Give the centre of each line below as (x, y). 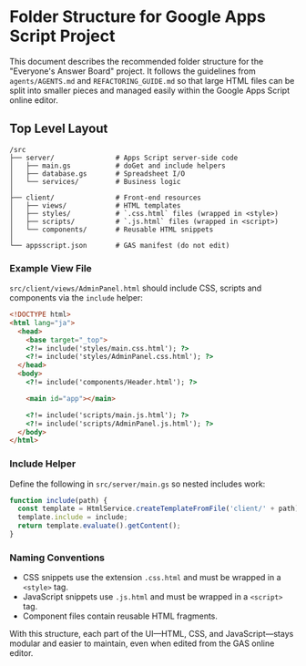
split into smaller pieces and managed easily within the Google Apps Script (149, 90)
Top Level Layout (59, 129)
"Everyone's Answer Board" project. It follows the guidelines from (133, 71)
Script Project (62, 36)
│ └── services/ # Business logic (95, 181)
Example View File (51, 268)
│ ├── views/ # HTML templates (95, 205)
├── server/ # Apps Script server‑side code (124, 158)
